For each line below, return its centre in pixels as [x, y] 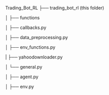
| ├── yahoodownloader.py [34, 57]
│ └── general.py [24, 67]
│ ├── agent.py [22, 77]
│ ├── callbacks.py [26, 27]
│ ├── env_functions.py [30, 47]
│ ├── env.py [20, 87]
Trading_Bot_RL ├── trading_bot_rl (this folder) [55, 8]
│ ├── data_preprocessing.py [37, 37]
